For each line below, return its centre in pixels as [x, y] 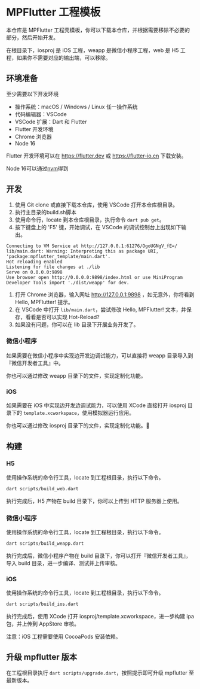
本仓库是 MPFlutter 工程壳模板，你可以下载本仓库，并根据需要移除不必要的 [98, 30]
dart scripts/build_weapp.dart [45, 544]
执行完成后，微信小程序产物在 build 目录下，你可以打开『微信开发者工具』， [99, 556]
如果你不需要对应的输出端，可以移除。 [64, 57]
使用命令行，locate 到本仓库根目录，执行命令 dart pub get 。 [90, 220]
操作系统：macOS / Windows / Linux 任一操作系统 [76, 107]
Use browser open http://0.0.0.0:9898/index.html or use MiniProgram [95, 277]
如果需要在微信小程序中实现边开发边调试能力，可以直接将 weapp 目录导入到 [100, 355]
